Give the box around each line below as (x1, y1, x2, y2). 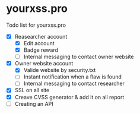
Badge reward (23, 46, 58, 54)
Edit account (23, 40, 55, 46)
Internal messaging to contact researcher (23, 80, 125, 87)
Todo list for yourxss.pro (6, 21, 66, 29)
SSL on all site (14, 87, 50, 94)
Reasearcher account (14, 33, 68, 40)
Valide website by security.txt (23, 67, 96, 74)
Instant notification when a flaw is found (23, 73, 122, 80)
